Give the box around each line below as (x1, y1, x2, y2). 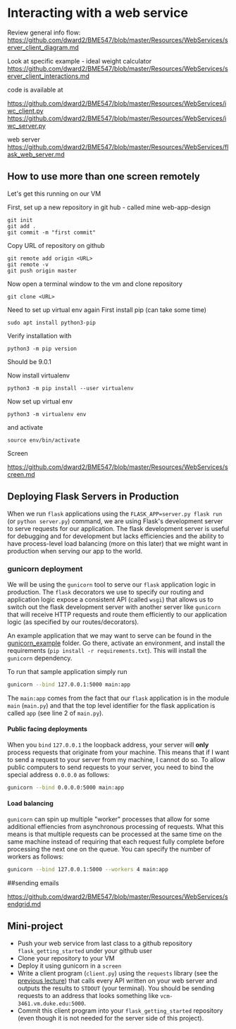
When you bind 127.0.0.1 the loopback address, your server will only (7, 740, 209, 749)
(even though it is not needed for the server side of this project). (17, 1014, 204, 1022)
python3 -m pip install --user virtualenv (7, 385, 134, 392)
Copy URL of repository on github (7, 241, 105, 249)
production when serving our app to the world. (7, 547, 143, 555)
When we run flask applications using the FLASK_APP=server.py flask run (7, 509, 223, 518)
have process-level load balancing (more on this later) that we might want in (7, 539, 228, 547)
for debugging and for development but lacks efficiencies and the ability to (7, 532, 224, 540)
